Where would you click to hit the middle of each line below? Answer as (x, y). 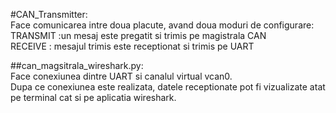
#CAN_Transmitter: (49, 14)
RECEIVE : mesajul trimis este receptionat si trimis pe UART (132, 46)
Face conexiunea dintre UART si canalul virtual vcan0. (121, 76)
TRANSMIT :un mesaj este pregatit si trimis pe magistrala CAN (138, 35)
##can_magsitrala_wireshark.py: (77, 65)
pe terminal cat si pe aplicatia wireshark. (93, 97)
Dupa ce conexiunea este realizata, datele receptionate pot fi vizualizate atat (168, 87)
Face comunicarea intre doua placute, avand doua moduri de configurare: (162, 25)
